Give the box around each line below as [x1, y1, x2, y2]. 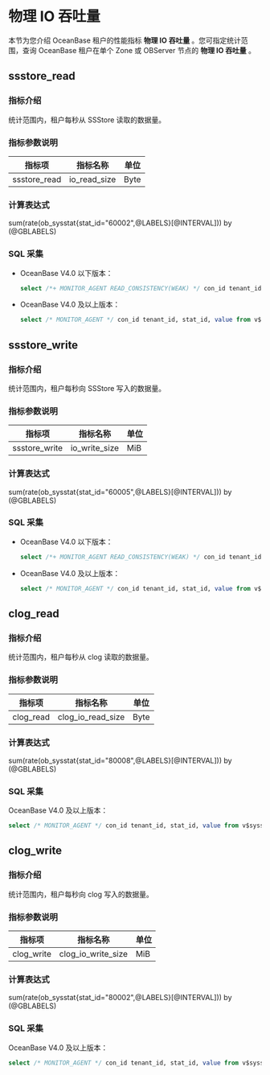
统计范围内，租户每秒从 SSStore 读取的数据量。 [8, 114, 166, 125]
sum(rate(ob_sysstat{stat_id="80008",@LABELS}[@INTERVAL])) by [8, 756, 232, 765]
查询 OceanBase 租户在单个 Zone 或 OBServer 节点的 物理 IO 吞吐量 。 [22, 45, 256, 55]
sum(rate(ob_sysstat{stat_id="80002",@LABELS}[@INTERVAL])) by [8, 993, 232, 1003]
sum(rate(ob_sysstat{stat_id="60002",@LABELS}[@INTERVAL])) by [8, 218, 232, 228]
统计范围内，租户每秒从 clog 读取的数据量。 [8, 653, 154, 662]
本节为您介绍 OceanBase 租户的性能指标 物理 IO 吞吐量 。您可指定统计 [8, 35, 241, 45]
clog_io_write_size [59, 949, 129, 960]
